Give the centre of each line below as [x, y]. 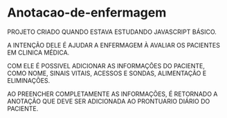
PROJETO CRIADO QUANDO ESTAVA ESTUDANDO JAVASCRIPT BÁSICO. [112, 32]
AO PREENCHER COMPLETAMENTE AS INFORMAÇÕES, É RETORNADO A [112, 94]
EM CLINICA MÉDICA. [38, 52]
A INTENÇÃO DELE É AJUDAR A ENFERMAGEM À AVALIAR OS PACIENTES [113, 45]
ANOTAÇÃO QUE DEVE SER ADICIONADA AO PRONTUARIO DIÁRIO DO [109, 101]
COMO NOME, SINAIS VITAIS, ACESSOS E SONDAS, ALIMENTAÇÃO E [107, 73]
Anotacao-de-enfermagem [87, 13]
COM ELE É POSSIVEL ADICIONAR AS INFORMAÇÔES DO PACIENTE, [106, 66]
